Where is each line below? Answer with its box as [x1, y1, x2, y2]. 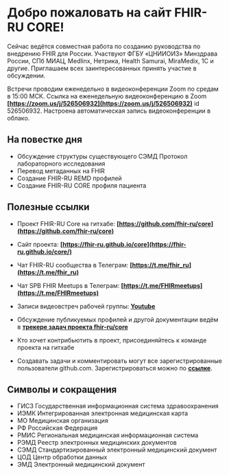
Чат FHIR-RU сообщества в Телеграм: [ [16, 261, 132, 269]
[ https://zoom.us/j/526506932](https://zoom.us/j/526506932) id [7, 99, 200, 107]
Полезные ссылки [7, 201, 90, 213]
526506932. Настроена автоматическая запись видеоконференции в [7, 107, 211, 115]
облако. [7, 113, 30, 122]
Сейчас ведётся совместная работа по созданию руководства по [7, 42, 201, 50]
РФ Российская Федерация [16, 424, 98, 432]
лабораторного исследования [16, 159, 106, 168]
